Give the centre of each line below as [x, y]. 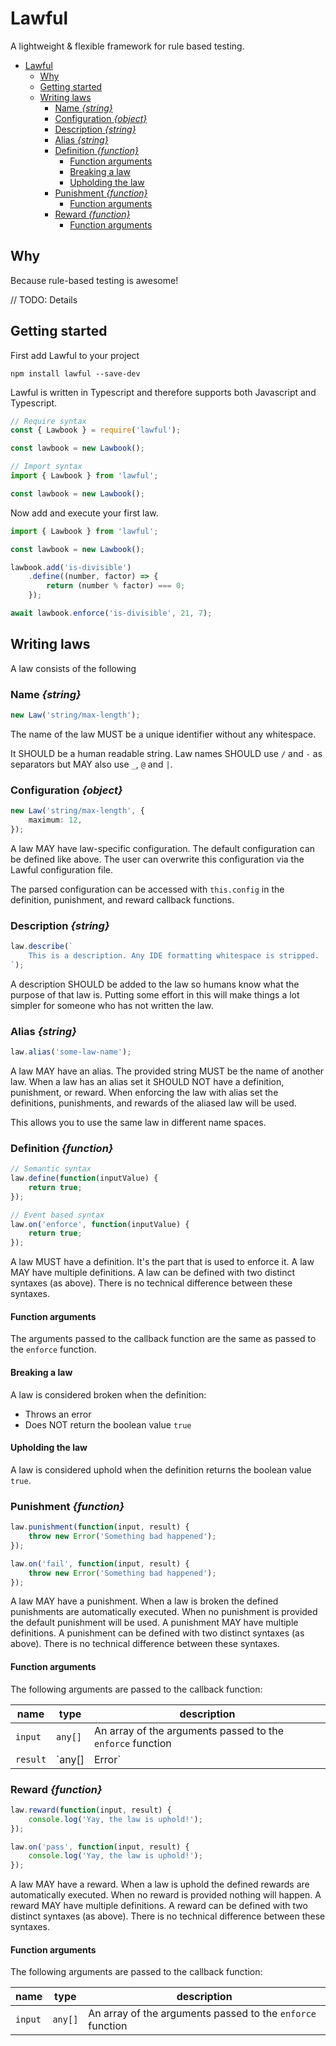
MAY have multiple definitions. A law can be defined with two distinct [152, 1273]
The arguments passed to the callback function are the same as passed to [163, 1339]
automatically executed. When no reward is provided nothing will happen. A [166, 1895]
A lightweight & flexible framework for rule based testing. [127, 46]
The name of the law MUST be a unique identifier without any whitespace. [163, 734]
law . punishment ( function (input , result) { [100, 1527]
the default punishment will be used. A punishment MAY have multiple [154, 1623]
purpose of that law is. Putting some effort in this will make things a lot [155, 994]
